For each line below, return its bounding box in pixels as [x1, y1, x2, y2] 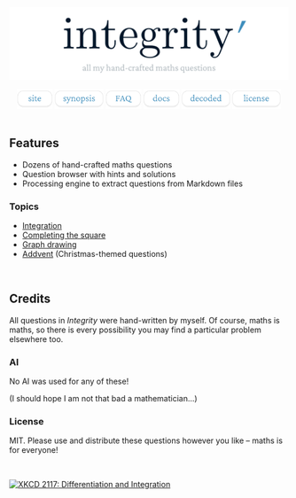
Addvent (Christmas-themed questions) [21, 249, 168, 260]
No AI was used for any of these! [9, 376, 129, 387]
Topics [9, 200, 40, 213]
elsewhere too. [9, 333, 64, 344]
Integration [21, 221, 62, 231]
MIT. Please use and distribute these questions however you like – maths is [9, 435, 284, 446]
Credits [9, 292, 51, 307]
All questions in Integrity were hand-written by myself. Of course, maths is [9, 315, 281, 325]
